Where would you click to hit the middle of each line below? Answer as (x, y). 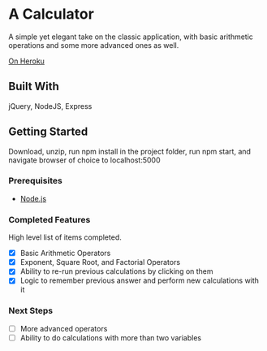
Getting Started (48, 132)
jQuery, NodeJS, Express (50, 106)
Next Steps (31, 311)
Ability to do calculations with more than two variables (110, 337)
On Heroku (26, 61)
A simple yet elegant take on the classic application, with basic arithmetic (131, 37)
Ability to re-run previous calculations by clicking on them (116, 271)
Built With (34, 87)
